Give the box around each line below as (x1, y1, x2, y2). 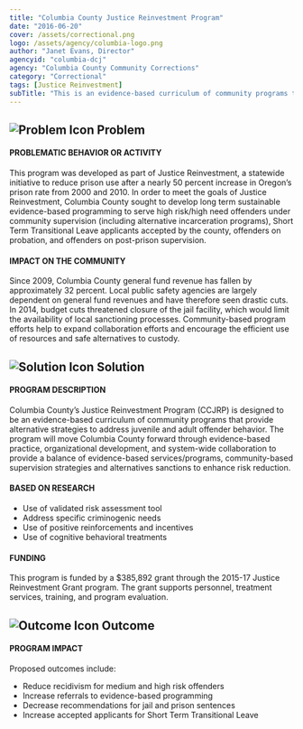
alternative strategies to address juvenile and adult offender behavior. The (9, 424, 284, 435)
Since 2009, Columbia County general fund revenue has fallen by (9, 276, 252, 286)
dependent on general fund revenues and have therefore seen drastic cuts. (9, 294, 289, 305)
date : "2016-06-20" (9, 22, 83, 31)
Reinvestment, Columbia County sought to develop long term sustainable (9, 196, 281, 208)
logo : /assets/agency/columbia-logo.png (9, 38, 164, 48)
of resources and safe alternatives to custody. (9, 333, 180, 344)
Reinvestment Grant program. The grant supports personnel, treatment (9, 582, 272, 593)
